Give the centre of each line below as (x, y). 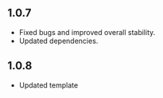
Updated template (49, 85)
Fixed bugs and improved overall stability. (87, 32)
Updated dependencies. (58, 41)
